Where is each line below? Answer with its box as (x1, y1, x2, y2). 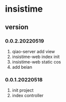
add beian (12, 64, 33, 70)
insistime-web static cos (12, 59, 61, 64)
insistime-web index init (12, 54, 60, 60)
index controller (12, 93, 44, 99)
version (5, 23, 29, 31)
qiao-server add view (12, 48, 55, 54)
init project (12, 87, 34, 93)
